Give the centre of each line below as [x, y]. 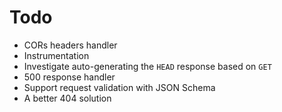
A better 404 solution [67, 98]
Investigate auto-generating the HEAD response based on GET [147, 66]
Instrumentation [56, 55]
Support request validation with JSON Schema [119, 87]
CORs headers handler [70, 45]
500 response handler [69, 77]
